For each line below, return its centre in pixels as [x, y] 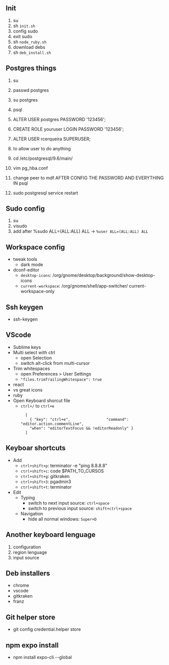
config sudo [25, 31]
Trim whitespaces [31, 368]
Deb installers [28, 573]
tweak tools [25, 259]
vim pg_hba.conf [30, 168]
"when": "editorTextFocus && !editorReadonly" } [82, 428]
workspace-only [37, 292]
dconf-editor [26, 270]
